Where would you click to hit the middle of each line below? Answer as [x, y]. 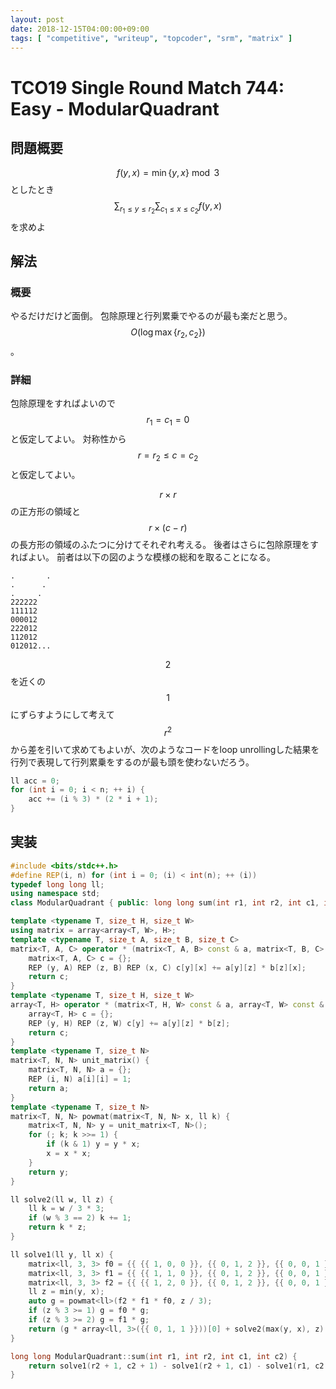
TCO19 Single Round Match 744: [147, 87]
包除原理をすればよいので [63, 403]
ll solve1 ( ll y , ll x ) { [62, 1254]
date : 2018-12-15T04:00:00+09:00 [80, 29]
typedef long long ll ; [57, 884]
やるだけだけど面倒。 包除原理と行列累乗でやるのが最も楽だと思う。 [151, 316]
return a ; [49, 1088]
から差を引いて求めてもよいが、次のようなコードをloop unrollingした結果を [165, 749]
